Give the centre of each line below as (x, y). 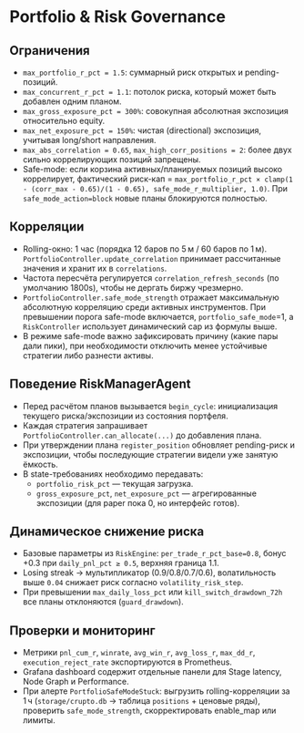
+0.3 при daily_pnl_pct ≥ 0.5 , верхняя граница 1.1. (121, 563)
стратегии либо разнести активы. (88, 355)
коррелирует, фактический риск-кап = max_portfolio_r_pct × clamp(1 (157, 179)
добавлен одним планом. (72, 101)
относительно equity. (64, 121)
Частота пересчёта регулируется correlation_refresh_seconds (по (151, 278)
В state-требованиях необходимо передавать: (113, 474)
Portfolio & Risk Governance (117, 17)
